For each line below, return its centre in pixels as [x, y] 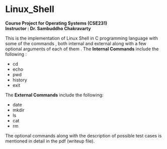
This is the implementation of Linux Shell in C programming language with [82, 38]
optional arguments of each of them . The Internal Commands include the [82, 49]
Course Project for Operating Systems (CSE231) [56, 23]
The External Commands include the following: [55, 95]
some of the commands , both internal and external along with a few [76, 43]
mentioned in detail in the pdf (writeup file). [50, 141]
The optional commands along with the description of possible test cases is [83, 135]
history [20, 80]
